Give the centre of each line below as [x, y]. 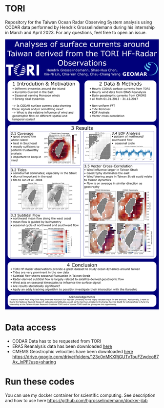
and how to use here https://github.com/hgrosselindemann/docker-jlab [76, 401]
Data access [31, 327]
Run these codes [40, 382]
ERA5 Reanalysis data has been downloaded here [62, 346]
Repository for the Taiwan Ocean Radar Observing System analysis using [79, 22]
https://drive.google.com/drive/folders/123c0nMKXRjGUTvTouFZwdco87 [85, 357]
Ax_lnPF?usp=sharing [34, 362]
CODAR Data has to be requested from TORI [56, 341]
